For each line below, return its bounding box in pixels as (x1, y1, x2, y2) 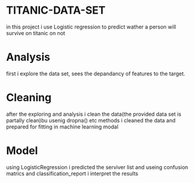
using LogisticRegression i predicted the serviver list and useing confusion (6, 163, 189, 171)
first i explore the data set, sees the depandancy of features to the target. (6, 70, 186, 77)
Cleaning (6, 91, 52, 105)
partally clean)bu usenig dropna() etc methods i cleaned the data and (6, 116, 176, 124)
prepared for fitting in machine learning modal (6, 123, 119, 130)
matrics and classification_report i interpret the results (6, 170, 138, 177)
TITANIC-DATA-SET (6, 4, 106, 17)
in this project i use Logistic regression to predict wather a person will (6, 23, 176, 30)
